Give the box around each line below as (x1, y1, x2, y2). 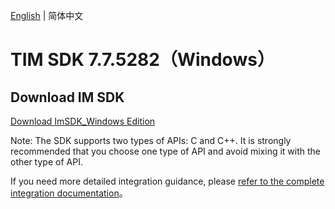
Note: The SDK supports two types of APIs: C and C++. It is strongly (10, 135, 292, 146)
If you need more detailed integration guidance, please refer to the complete (10, 175, 325, 187)
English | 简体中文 (10, 10, 84, 21)
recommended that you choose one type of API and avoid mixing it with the (10, 145, 322, 157)
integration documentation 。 (10, 187, 128, 199)
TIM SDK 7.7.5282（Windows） (10, 49, 275, 71)
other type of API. (10, 156, 83, 168)
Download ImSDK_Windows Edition (10, 115, 156, 127)
